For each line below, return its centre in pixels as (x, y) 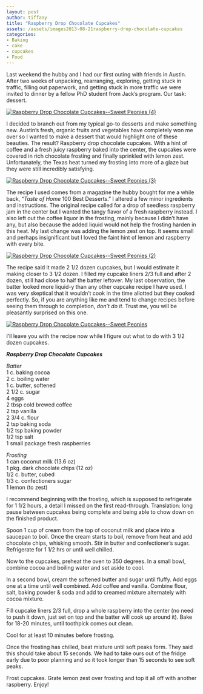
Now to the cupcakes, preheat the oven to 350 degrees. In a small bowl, (96, 561)
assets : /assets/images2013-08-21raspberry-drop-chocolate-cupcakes (95, 29)
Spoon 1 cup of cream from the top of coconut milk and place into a (90, 530)
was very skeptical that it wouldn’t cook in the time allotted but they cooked (101, 293)
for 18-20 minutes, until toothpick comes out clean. (70, 623)
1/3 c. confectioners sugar (39, 480)
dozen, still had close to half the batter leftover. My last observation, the (96, 280)
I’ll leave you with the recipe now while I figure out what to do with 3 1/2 (95, 336)
